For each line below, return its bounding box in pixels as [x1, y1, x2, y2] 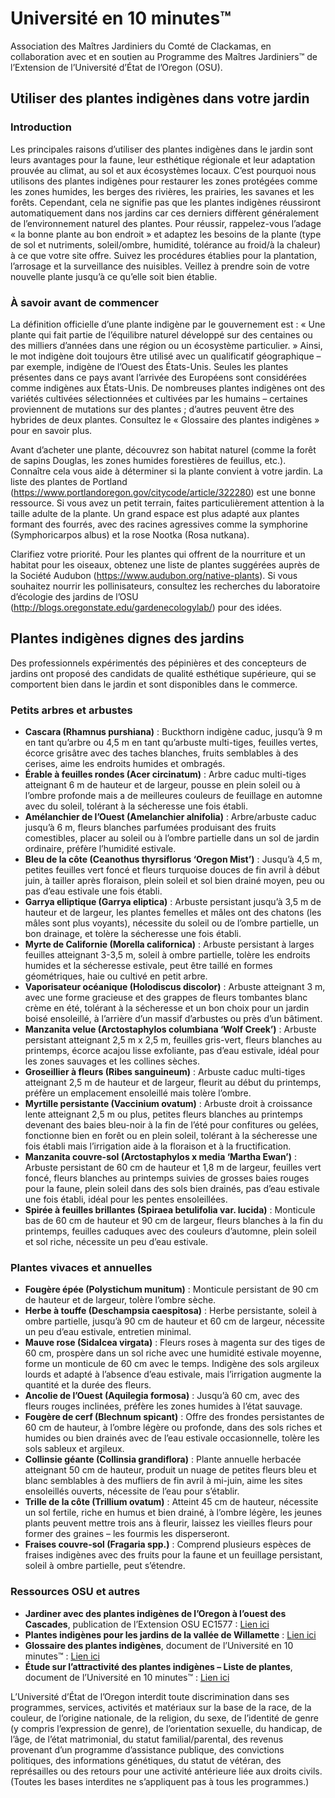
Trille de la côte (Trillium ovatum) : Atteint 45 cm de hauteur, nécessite [24, 1496, 319, 1508]
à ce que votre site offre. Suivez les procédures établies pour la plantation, [10, 249, 317, 261]
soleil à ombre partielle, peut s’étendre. [24, 1560, 186, 1572]
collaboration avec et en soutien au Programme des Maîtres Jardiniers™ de [10, 50, 318, 62]
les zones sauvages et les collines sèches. [24, 1055, 200, 1067]
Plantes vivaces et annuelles [10, 1260, 153, 1274]
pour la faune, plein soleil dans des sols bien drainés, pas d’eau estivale [24, 1183, 320, 1195]
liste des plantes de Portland [10, 475, 128, 487]
